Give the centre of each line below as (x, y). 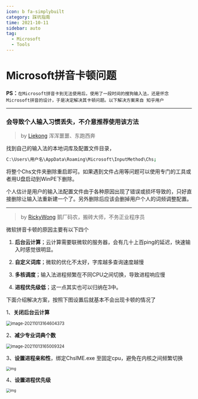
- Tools (21, 45)
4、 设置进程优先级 (29, 379)
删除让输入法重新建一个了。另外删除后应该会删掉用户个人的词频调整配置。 (101, 199)
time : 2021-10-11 (27, 22)
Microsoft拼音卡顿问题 (61, 76)
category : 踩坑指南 (28, 17)
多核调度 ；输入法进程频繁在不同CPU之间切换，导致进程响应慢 (90, 274)
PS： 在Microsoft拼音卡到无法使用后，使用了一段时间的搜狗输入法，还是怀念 (88, 93)
